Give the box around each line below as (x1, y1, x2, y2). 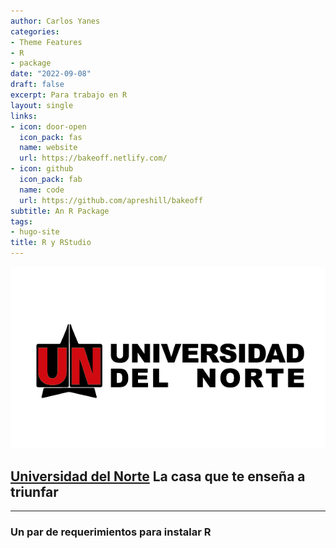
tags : (10, 216, 33, 227)
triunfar (10, 483, 59, 500)
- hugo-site (10, 227, 60, 237)
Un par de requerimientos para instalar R (10, 525, 212, 539)
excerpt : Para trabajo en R (10, 90, 128, 100)
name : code (19, 185, 65, 195)
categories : (10, 26, 60, 37)
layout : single (10, 100, 74, 110)
